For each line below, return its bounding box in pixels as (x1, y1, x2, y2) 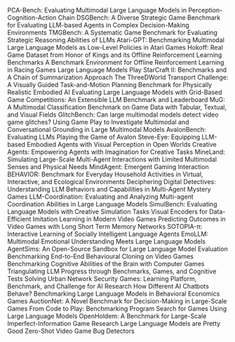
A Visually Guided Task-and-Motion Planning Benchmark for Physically (7, 81, 213, 88)
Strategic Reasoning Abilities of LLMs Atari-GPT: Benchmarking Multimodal (7, 36, 224, 44)
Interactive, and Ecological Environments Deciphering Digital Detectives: (7, 178, 216, 185)
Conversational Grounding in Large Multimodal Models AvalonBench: (7, 126, 206, 133)
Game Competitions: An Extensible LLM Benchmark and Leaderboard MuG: (7, 96, 226, 104)
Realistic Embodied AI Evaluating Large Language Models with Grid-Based (7, 88, 222, 96)
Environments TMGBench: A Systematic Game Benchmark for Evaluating (7, 28, 217, 37)
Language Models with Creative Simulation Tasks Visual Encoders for (7, 207, 208, 216)
